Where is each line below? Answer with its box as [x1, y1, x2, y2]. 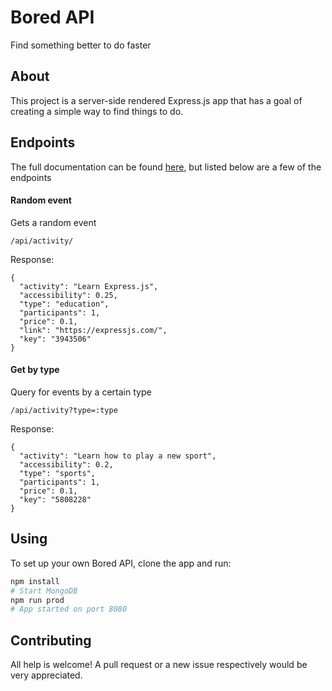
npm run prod [10, 595, 65, 605]
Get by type [10, 364, 60, 376]
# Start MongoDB [10, 586, 78, 596]
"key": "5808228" [19, 494, 92, 505]
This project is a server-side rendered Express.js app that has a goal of [10, 94, 303, 106]
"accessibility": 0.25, [19, 290, 118, 300]
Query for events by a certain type [10, 386, 152, 398]
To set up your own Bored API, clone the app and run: [10, 557, 232, 569]
